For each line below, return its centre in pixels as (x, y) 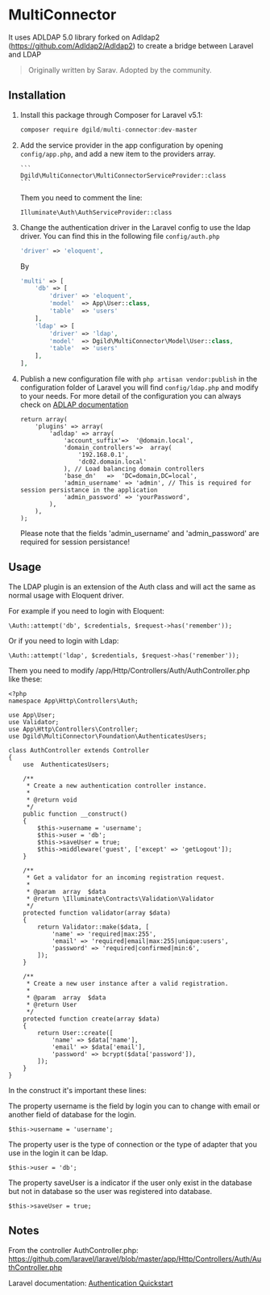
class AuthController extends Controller (79, 750)
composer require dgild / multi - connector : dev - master (108, 130)
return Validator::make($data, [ (93, 927)
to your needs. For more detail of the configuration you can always (131, 396)
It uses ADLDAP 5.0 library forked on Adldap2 (84, 37)
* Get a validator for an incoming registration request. (126, 878)
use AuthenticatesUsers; (66, 765)
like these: (25, 679)
